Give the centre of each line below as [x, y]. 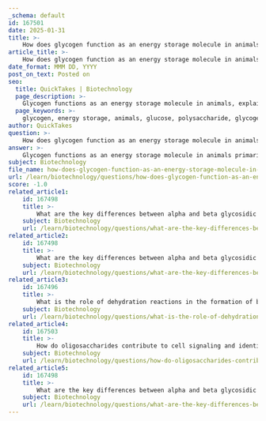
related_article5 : [38, 368]
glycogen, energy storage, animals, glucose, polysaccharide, [127, 118]
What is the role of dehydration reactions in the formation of [145, 302]
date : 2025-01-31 [37, 30]
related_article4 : [38, 324]
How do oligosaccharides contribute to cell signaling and [136, 346]
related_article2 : [38, 236]
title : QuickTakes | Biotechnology [74, 89]
